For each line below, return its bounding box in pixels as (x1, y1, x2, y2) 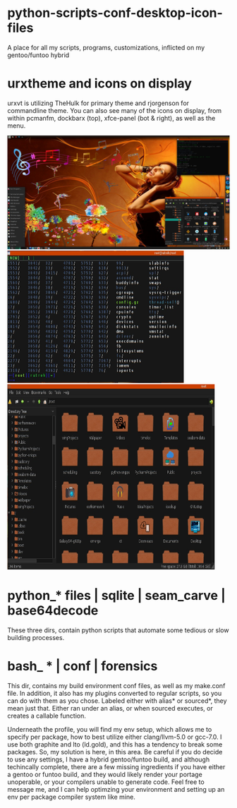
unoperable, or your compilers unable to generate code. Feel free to (7, 778, 205, 786)
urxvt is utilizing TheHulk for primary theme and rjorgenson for (7, 99, 189, 107)
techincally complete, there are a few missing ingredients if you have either (7, 762, 226, 771)
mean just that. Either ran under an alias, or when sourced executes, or (7, 704, 214, 712)
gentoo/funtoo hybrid (7, 51, 70, 59)
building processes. (7, 633, 65, 641)
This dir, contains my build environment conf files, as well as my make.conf (7, 681, 226, 689)
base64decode (7, 602, 99, 618)
